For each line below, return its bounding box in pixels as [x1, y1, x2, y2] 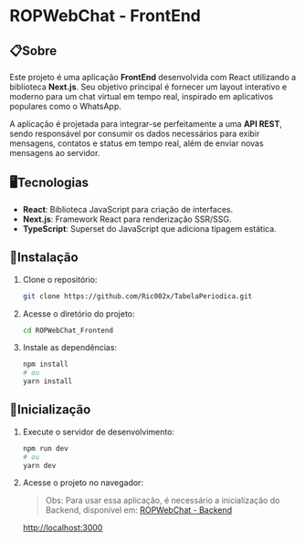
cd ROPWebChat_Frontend [22, 326, 114, 335]
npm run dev [22, 443, 68, 453]
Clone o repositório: [22, 274, 98, 285]
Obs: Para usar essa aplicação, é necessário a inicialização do [45, 495, 280, 506]
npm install [22, 360, 68, 370]
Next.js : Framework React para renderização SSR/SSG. [22, 214, 232, 224]
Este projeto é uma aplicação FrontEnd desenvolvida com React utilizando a [9, 72, 297, 82]
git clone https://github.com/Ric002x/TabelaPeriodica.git [22, 291, 253, 301]
